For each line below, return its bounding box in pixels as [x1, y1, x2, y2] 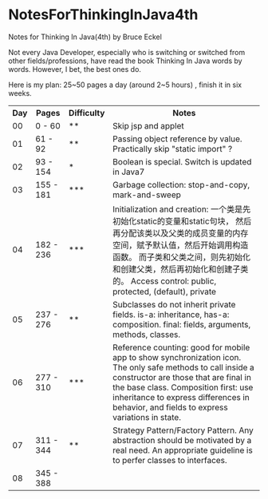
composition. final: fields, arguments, [112, 319, 251, 330]
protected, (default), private [112, 286, 217, 297]
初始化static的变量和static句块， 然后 [112, 216, 252, 227]
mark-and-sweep [112, 189, 182, 200]
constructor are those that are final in [112, 371, 251, 382]
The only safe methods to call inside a [112, 362, 255, 373]
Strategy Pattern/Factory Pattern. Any [112, 425, 254, 436]
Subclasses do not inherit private [112, 299, 236, 310]
